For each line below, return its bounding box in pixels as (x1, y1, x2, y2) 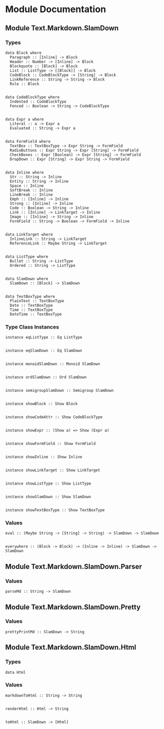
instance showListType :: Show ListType (5, 481, 92, 487)
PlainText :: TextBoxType (10, 298, 65, 303)
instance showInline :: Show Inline (5, 455, 82, 460)
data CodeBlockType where (5, 95, 60, 100)
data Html (5, 670, 26, 675)
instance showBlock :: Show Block (5, 401, 78, 407)
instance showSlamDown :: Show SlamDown (5, 495, 92, 500)
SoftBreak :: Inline (10, 187, 53, 193)
